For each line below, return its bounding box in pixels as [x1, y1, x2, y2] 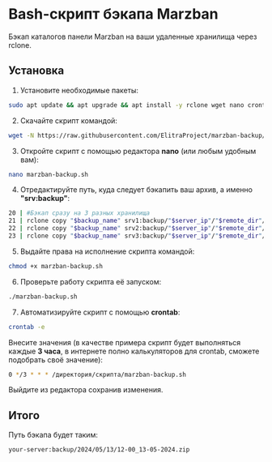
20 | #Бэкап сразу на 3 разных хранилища [8, 209, 151, 217]
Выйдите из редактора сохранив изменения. [8, 385, 164, 395]
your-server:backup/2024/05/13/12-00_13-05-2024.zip [8, 446, 190, 454]
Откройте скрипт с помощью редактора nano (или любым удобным [19, 146, 257, 156]
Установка [8, 64, 65, 78]
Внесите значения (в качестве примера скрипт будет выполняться [8, 337, 241, 347]
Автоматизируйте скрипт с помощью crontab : [19, 307, 181, 317]
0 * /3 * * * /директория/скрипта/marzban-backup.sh [8, 370, 186, 379]
